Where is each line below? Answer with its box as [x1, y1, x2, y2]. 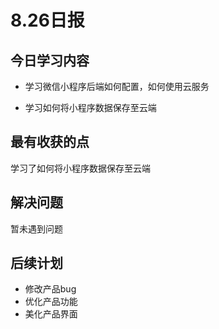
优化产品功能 [24, 296, 78, 308]
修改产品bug [24, 283, 77, 295]
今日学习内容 [10, 52, 90, 69]
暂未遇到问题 [10, 222, 63, 235]
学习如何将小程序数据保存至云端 [24, 102, 157, 113]
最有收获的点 [10, 134, 90, 151]
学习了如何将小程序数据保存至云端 [10, 162, 151, 174]
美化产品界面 [24, 308, 78, 320]
